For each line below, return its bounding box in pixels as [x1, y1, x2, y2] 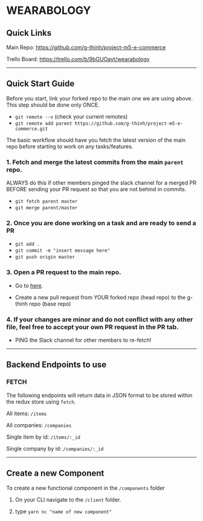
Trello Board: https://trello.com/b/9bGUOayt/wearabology [6, 56, 150, 62]
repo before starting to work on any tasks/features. [6, 143, 134, 150]
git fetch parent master [14, 198, 78, 205]
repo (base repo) [29, 300, 71, 307]
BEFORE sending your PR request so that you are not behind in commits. [6, 186, 187, 193]
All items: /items [6, 410, 47, 417]
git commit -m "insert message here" [14, 247, 111, 254]
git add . [14, 241, 40, 247]
